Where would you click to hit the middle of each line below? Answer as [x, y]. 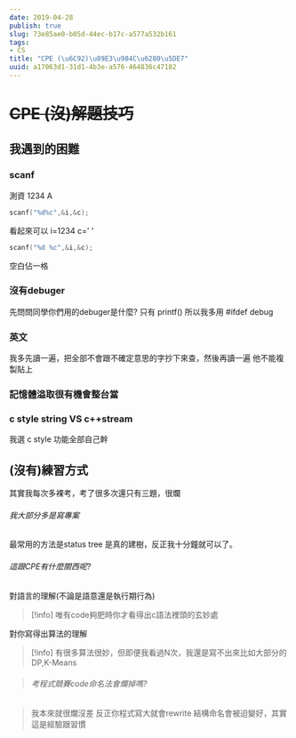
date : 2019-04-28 [41, 17]
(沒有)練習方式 [49, 470]
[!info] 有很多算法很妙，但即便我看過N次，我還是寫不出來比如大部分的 [159, 652]
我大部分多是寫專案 [44, 515]
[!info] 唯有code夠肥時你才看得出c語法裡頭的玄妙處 [124, 614]
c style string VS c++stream [71, 419]
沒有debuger [37, 291]
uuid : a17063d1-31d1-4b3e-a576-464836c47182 [93, 68]
